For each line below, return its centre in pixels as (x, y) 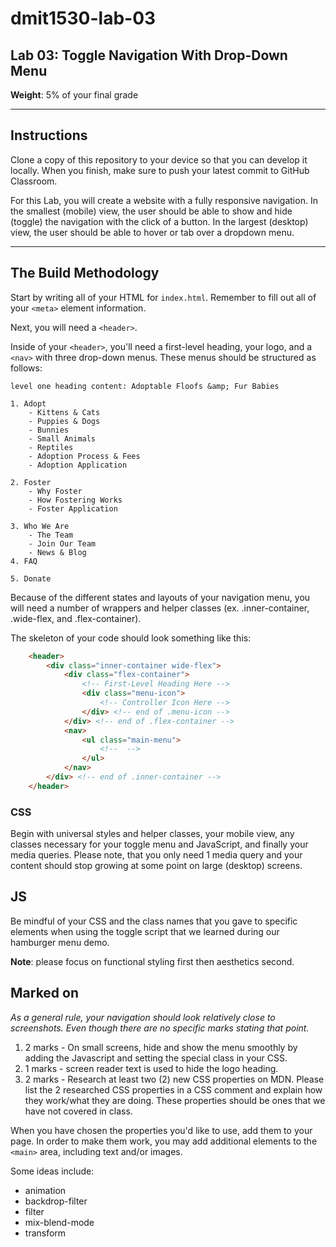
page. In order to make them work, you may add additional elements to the (164, 1141)
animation (45, 1190)
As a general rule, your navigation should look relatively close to (143, 1017)
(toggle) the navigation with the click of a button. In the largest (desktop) (159, 221)
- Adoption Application (78, 465)
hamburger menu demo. (60, 942)
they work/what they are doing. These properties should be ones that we (175, 1100)
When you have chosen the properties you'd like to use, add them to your (161, 1130)
